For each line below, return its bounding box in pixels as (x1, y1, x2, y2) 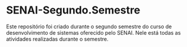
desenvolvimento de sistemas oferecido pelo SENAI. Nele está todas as (6, 29, 181, 36)
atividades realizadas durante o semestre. (6, 35, 109, 42)
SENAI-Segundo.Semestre (6, 4, 141, 17)
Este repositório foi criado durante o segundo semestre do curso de (6, 23, 172, 30)
